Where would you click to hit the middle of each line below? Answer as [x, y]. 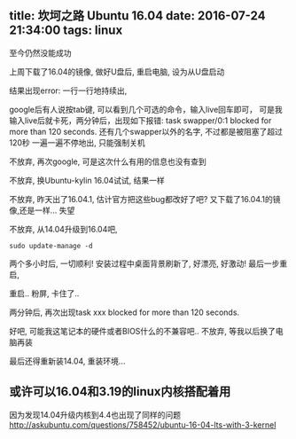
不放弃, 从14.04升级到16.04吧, [63, 229]
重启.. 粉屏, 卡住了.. [44, 293]
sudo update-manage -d [51, 246]
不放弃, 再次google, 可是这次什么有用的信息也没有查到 [108, 161]
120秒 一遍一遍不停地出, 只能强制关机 [77, 142]
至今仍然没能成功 [40, 52]
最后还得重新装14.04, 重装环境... [67, 361]
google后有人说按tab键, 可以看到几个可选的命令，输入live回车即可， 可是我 [146, 109]
